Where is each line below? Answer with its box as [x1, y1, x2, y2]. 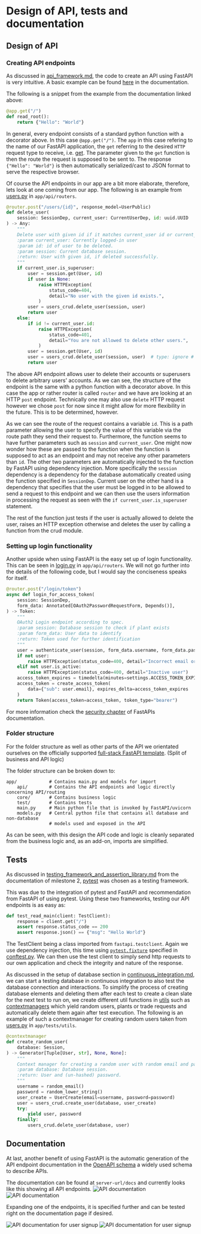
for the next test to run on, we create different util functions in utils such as [6, 997, 190, 1004]
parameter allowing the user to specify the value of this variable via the [6, 426, 181, 433]
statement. [6, 502, 33, 509]
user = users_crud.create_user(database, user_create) [17, 1100, 157, 1106]
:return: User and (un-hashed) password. [17, 1072, 121, 1079]
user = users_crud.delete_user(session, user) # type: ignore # [28, 354, 194, 360]
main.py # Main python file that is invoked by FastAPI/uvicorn [17, 805, 191, 811]
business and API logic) [6, 755, 65, 763]
